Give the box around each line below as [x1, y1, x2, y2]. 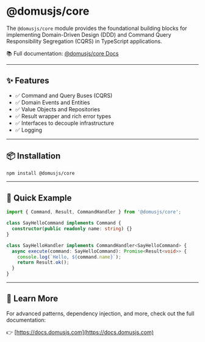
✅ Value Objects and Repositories [15, 105, 101, 113]
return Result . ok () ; [17, 259, 70, 266]
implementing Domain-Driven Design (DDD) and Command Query [6, 31, 172, 38]
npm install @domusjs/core [6, 170, 75, 176]
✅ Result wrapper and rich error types [15, 112, 112, 120]
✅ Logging [15, 126, 43, 133]
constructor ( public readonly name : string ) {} [12, 226, 132, 232]
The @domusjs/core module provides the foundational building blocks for [6, 24, 187, 32]
